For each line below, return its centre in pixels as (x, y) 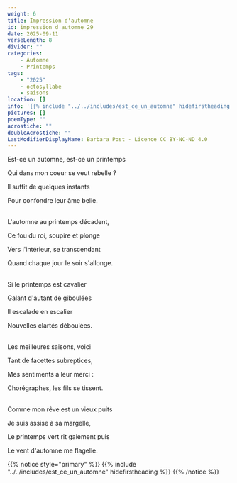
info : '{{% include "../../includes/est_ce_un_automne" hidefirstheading (119, 106)
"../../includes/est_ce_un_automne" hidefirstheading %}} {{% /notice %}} (114, 472)
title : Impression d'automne (50, 21)
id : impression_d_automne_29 (50, 27)
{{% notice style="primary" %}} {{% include (72, 465)
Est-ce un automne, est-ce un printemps (67, 160)
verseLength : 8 (30, 40)
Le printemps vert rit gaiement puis (59, 437)
